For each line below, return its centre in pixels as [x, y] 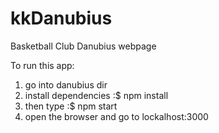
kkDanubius [61, 18]
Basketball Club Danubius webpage [83, 46]
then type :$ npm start [71, 106]
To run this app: [42, 65]
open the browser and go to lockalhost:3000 [116, 116]
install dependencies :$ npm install [96, 95]
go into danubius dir [66, 84]
